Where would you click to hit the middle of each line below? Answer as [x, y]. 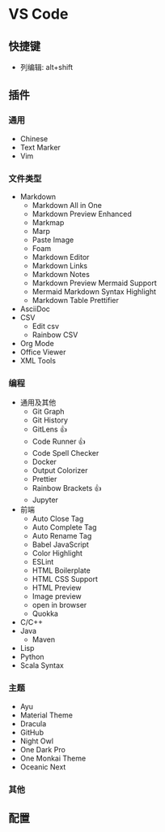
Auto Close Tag [58, 519]
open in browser [59, 605]
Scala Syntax [42, 665]
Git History [50, 420]
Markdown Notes [61, 274]
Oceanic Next [43, 767]
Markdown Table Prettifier [75, 300]
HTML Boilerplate [61, 570]
